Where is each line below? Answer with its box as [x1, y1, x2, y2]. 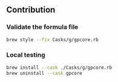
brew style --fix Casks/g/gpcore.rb [6, 36, 99, 43]
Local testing [6, 51, 45, 59]
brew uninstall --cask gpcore [6, 70, 83, 76]
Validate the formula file [6, 23, 79, 31]
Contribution [6, 5, 56, 15]
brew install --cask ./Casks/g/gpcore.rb [6, 65, 113, 71]
